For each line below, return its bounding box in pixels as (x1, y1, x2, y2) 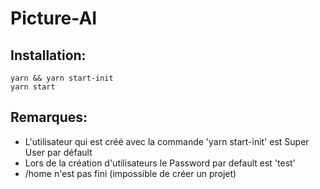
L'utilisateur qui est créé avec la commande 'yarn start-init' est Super (24, 135, 310, 147)
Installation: (10, 47, 87, 64)
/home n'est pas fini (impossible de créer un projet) (24, 167, 237, 179)
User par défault (24, 146, 93, 158)
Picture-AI (10, 7, 98, 30)
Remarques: (10, 109, 88, 126)
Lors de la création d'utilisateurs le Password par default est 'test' (24, 157, 296, 169)
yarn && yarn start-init (10, 73, 114, 83)
